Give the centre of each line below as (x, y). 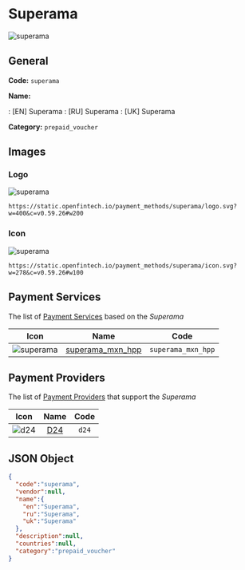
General (29, 61)
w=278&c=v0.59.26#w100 (46, 272)
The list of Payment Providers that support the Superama (102, 397)
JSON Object (41, 459)
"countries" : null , (46, 544)
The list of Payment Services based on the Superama (96, 316)
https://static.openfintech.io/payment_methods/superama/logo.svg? (123, 207)
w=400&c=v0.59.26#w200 (46, 214)
